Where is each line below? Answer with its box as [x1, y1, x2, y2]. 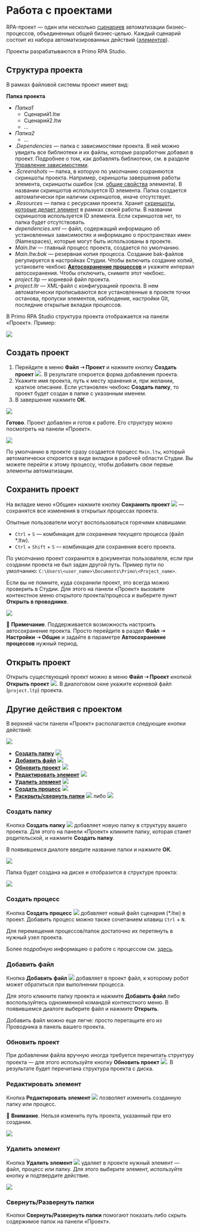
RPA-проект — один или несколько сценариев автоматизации [6, 23, 165, 31]
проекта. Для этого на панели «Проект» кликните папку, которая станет [6, 828, 192, 835]
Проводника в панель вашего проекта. [6, 1023, 106, 1030]
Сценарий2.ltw [23, 117, 61, 124]
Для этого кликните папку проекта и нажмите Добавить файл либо [6, 992, 180, 1000]
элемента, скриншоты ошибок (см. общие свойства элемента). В [14, 180, 182, 187]
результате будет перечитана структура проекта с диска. [6, 1065, 154, 1072]
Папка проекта [6, 92, 46, 99]
